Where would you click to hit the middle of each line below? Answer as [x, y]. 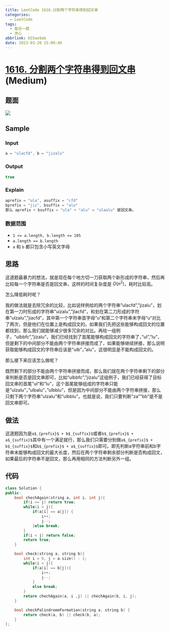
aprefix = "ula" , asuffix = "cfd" [42, 201]
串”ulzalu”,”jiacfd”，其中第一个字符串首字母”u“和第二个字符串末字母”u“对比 [83, 318]
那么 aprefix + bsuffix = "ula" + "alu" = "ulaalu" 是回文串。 [71, 210]
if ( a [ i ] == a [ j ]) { [53, 512]
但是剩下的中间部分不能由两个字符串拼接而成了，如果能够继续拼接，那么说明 [85, 343]
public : [13, 493]
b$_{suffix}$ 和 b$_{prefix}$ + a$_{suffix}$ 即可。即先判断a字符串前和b [81, 446]
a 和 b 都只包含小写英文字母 [41, 247]
